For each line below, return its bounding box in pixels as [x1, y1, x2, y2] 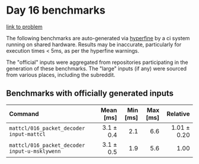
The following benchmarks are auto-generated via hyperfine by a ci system [6, 34, 190, 41]
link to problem [6, 23, 43, 30]
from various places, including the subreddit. [6, 71, 115, 78]
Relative [166, 110, 190, 118]
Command [9, 110, 40, 118]
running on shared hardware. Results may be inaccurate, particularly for [6, 41, 182, 48]
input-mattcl [9, 131, 46, 137]
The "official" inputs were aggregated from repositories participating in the [6, 59, 188, 66]
